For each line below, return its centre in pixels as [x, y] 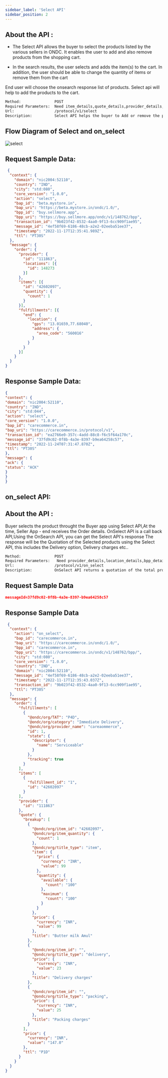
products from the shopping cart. [46, 57]
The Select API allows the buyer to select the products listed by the [81, 47]
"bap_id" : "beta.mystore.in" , [46, 203]
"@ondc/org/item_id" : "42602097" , [68, 829]
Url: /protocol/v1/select [51, 111]
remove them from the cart [40, 77]
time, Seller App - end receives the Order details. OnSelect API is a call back [84, 531]
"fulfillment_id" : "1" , [52, 782]
